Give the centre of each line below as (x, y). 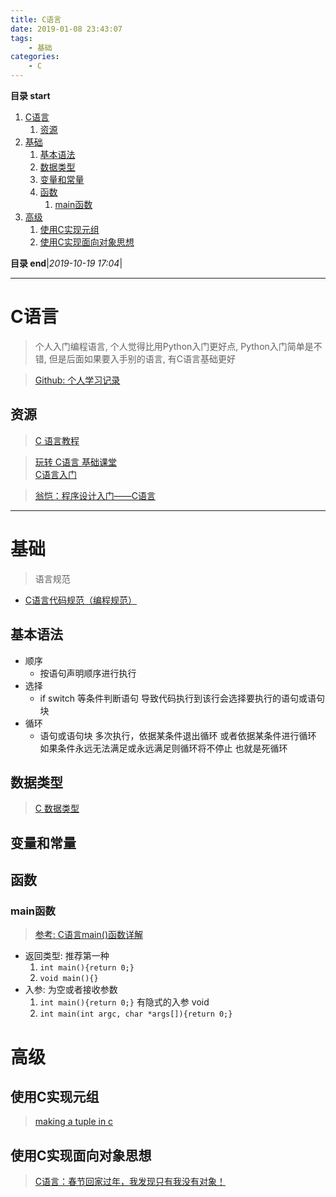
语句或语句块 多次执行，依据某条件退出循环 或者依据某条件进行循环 (178, 735)
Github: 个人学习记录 (77, 380)
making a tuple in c (74, 1122)
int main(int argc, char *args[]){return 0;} (136, 1014)
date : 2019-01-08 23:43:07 (66, 29)
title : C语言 (36, 19)
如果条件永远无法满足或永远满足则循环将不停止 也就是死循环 (163, 748)
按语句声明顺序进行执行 (88, 673)
